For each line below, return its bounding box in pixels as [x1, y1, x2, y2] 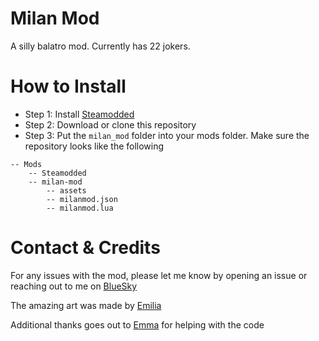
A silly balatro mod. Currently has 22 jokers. [10, 40, 191, 52]
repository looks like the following [24, 140, 165, 152]
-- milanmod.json [46, 194, 118, 204]
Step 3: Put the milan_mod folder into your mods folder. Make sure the [24, 129, 310, 141]
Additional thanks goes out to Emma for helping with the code [10, 318, 265, 331]
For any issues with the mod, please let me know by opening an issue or [10, 269, 308, 281]
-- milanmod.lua [46, 203, 114, 213]
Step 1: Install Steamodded [24, 108, 135, 120]
